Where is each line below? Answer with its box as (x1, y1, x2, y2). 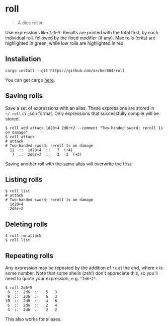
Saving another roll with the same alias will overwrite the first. (5, 161, 133, 167)
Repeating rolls (5, 251, 54, 260)
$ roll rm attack (5, 233, 42, 238)
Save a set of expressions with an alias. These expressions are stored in (5, 105, 154, 111)
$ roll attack (5, 134, 35, 139)
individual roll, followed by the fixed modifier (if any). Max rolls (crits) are (5, 35, 156, 41)
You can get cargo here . (5, 77, 55, 83)
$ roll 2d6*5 (5, 285, 33, 290)
